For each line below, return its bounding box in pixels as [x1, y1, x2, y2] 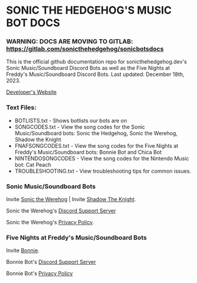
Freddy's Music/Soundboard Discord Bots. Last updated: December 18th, [6, 71, 185, 78]
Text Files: [6, 103, 37, 112]
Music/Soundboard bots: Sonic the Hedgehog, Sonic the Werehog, [14, 129, 178, 136]
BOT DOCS [6, 16, 60, 30]
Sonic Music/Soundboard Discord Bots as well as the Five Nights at [6, 65, 170, 72]
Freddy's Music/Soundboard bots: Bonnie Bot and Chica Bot [14, 148, 162, 155]
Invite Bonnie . [6, 247, 40, 254]
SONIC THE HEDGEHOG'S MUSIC [6, 4, 172, 17]
